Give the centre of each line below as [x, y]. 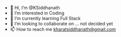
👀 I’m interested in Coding [37, 13]
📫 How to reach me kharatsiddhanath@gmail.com [63, 29]
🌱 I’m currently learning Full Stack [45, 18]
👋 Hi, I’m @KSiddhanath [35, 8]
